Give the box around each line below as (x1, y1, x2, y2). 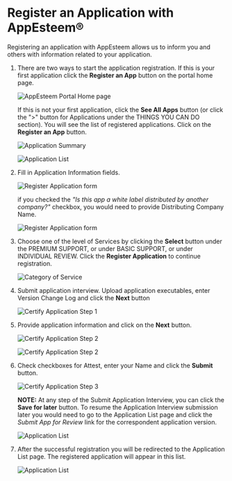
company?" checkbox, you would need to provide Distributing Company (17, 202, 224, 211)
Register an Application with (7, 5, 174, 21)
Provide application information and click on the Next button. (17, 321, 192, 329)
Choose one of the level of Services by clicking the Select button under (17, 237, 222, 245)
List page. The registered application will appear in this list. (17, 452, 186, 461)
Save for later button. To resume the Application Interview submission (17, 403, 218, 411)
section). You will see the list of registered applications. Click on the (17, 120, 212, 128)
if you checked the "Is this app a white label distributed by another (17, 195, 209, 204)
